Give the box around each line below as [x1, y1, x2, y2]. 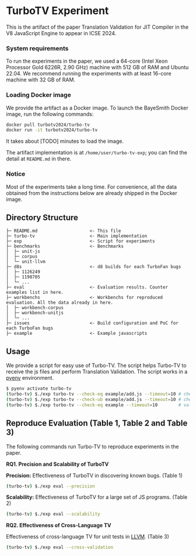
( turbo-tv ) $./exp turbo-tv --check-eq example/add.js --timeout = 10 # [6, 391, 181, 397]
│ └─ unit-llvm [6, 259, 45, 265]
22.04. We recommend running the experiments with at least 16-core [6, 70, 171, 77]
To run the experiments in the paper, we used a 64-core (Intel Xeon [6, 57, 168, 65]
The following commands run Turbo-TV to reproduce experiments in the [6, 443, 179, 450]
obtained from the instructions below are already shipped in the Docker [6, 189, 178, 197]
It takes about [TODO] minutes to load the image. [6, 138, 124, 145]
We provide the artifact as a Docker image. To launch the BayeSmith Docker [6, 104, 188, 111]
